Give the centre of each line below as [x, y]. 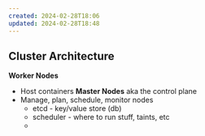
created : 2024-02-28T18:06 [54, 16]
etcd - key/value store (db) [77, 108]
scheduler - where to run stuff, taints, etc [101, 117]
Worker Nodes [33, 76]
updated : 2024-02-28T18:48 [54, 23]
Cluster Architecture [62, 56]
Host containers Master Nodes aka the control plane [109, 91]
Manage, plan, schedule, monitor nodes [87, 100]
